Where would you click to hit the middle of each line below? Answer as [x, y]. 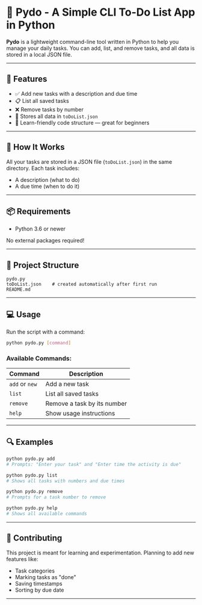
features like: [22, 559]
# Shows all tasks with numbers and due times [66, 481]
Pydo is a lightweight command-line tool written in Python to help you [93, 42]
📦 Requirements [38, 211]
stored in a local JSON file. [39, 54]
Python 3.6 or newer [40, 229]
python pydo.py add [31, 459]
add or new [23, 384]
